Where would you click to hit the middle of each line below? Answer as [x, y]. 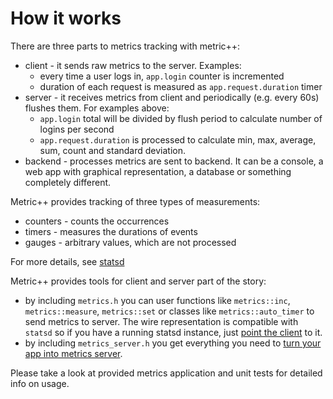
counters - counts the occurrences [97, 221]
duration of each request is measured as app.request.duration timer [181, 86]
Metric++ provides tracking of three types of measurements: [135, 201]
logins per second [77, 129]
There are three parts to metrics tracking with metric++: [125, 46]
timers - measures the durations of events [111, 231]
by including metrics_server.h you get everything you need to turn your [173, 343]
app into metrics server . [73, 353]
